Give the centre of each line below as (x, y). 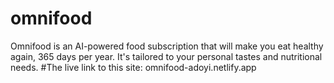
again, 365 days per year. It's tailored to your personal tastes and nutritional (166, 56)
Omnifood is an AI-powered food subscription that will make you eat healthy (167, 46)
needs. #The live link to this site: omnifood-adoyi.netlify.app (133, 67)
